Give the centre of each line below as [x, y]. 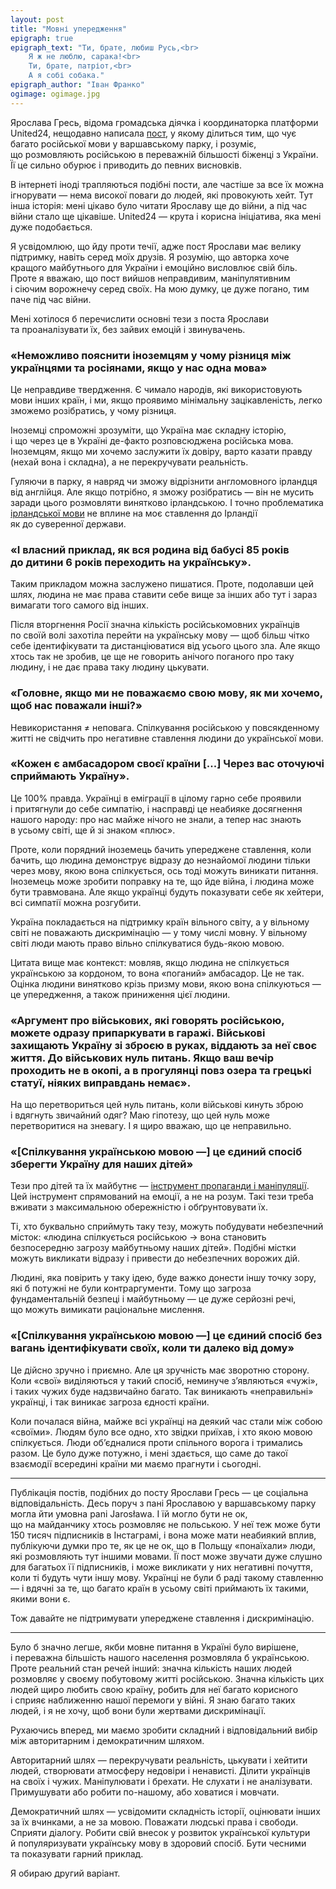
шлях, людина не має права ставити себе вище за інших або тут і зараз [164, 595]
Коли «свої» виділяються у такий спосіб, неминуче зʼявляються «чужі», [164, 1380]
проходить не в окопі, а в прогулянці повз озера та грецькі [161, 1070]
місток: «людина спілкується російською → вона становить [138, 1237]
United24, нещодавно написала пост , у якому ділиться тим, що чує [153, 133]
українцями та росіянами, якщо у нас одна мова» [139, 368]
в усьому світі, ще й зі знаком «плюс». [93, 830]
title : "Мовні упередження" [69, 29]
